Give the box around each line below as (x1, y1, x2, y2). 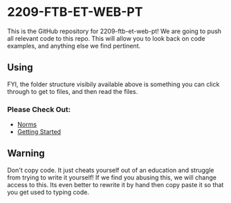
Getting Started (17, 128, 61, 136)
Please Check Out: (7, 104, 71, 114)
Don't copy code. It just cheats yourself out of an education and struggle (7, 166, 214, 174)
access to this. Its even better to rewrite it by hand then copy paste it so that (7, 180, 224, 188)
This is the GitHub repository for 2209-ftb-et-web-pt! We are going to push (7, 27, 222, 35)
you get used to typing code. (7, 188, 90, 196)
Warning (7, 148, 45, 159)
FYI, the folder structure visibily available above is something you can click (7, 80, 220, 88)
